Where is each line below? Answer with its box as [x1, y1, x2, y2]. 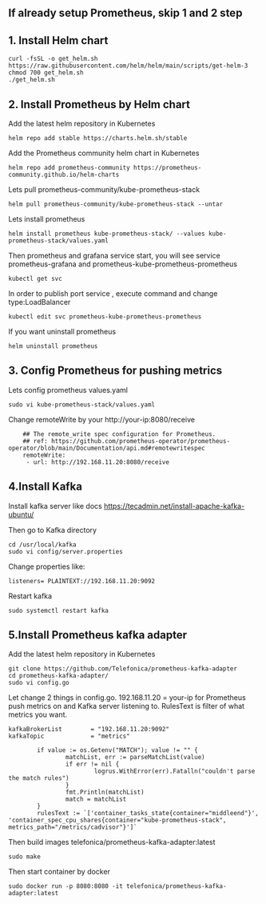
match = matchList [65, 795, 127, 803]
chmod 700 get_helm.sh [8, 69, 84, 77]
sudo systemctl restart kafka [8, 606, 109, 614]
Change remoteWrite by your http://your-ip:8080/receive [8, 414, 196, 424]
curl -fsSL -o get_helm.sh [8, 55, 98, 63]
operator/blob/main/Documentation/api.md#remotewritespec [8, 444, 205, 452]
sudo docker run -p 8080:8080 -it [8, 882, 124, 890]
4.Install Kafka [8, 480, 82, 494]
